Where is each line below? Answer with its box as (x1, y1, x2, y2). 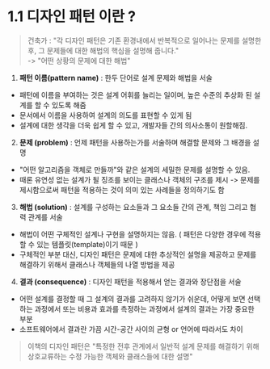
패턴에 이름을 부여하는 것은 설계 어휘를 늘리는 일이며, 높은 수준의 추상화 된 (19, 90, 252, 99)
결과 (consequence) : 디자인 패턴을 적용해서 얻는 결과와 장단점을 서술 (19, 276, 242, 287)
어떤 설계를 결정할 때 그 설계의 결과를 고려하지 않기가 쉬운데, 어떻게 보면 (19, 294, 246, 304)
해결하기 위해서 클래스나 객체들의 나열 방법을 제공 (19, 259, 175, 269)
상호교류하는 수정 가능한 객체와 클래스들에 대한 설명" (27, 351, 193, 361)
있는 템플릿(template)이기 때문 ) (36, 239, 138, 249)
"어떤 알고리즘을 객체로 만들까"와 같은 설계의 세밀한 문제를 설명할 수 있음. (19, 165, 251, 174)
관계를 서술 (27, 212, 63, 222)
